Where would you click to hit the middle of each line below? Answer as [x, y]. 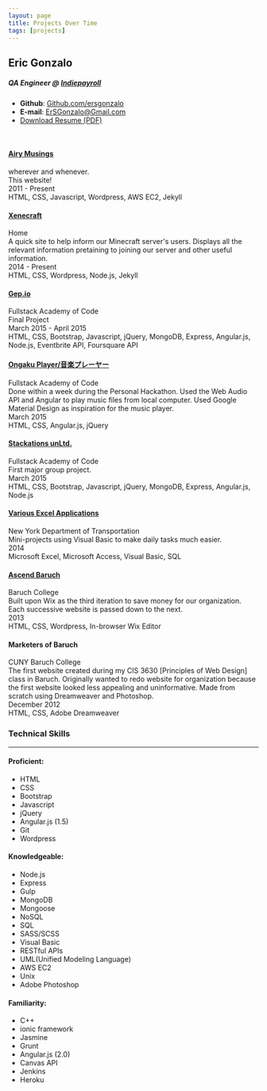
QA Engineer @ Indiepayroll [55, 83]
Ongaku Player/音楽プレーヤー [59, 364]
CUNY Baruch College [44, 662]
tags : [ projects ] [37, 30]
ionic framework [46, 1029]
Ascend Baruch [35, 574]
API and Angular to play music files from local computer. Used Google [122, 400]
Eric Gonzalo [41, 63]
